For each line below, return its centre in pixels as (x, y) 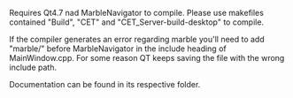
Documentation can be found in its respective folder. (105, 84)
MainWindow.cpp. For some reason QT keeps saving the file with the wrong (147, 58)
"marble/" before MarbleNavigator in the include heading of (118, 49)
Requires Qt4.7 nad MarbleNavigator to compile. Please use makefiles (136, 13)
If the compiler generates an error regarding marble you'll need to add (137, 39)
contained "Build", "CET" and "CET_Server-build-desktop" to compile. (136, 22)
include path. (33, 67)
